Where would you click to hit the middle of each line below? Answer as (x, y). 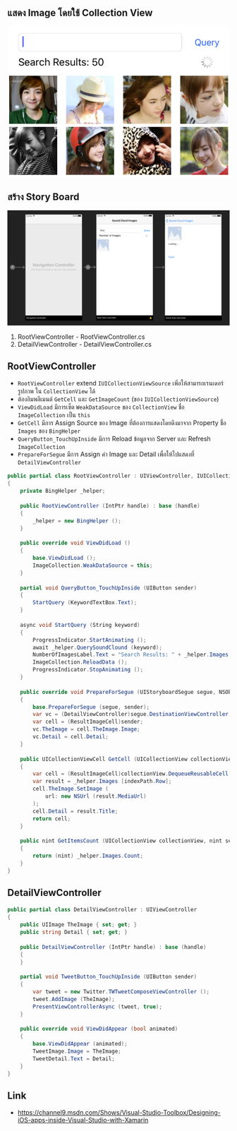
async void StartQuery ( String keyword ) (80, 625)
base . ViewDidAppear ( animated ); (80, 1044)
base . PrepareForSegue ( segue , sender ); (91, 707)
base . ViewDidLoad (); (65, 558)
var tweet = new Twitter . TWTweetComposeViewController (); (121, 992)
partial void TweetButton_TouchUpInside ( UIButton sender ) (109, 977)
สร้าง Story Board (43, 197)
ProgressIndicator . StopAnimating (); (88, 670)
